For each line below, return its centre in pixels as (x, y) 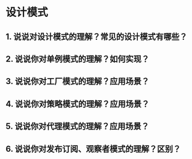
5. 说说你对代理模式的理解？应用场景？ (77, 127)
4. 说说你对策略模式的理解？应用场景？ (78, 104)
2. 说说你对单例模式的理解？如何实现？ (78, 59)
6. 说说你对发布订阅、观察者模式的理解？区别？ (93, 149)
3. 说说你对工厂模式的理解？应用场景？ (78, 81)
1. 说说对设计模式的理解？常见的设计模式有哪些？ (97, 37)
